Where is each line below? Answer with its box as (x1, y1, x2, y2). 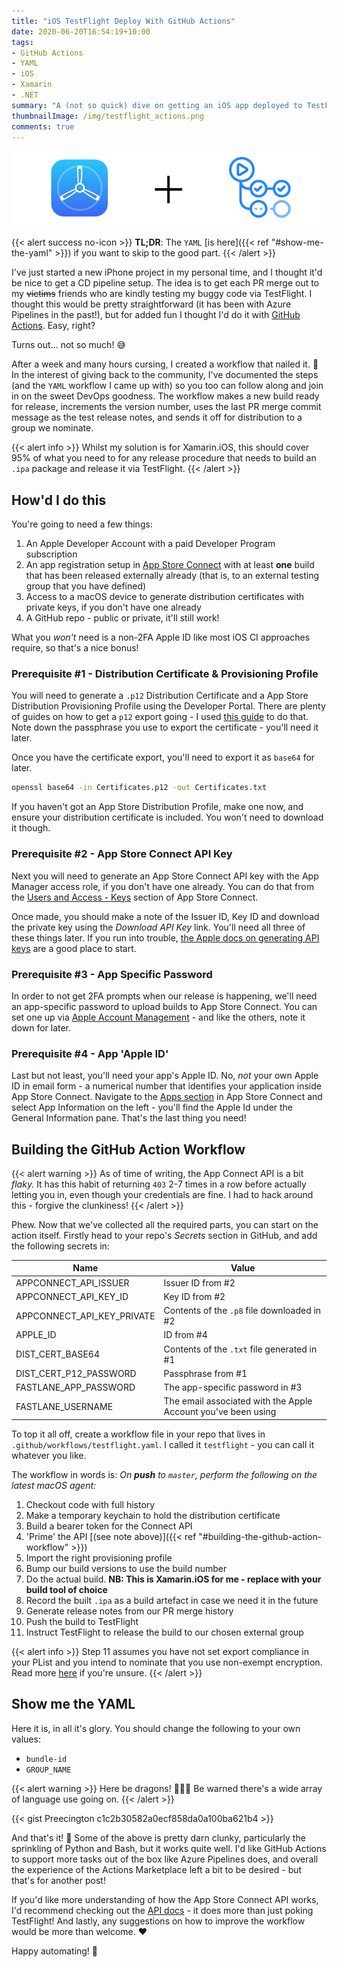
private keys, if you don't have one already (25, 601, 202, 614)
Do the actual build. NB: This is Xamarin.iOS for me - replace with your (25, 1573, 322, 1585)
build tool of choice (25, 1583, 108, 1595)
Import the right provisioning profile (25, 1551, 173, 1564)
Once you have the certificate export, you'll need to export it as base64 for (11, 751, 316, 764)
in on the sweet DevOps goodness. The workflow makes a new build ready (11, 390, 320, 402)
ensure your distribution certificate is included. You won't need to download (11, 811, 324, 824)
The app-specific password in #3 (163, 1381, 303, 1394)
